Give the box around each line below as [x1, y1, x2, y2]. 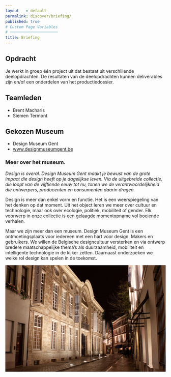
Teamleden [5, 94, 42, 102]
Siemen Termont [12, 112, 48, 119]
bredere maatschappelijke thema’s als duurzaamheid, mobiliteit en [5, 244, 144, 250]
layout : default [5, 8, 47, 13]
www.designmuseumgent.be [12, 146, 73, 152]
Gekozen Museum [5, 127, 64, 136]
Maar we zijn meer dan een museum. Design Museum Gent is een [5, 228, 144, 234]
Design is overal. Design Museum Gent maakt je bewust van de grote [5, 170, 151, 177]
